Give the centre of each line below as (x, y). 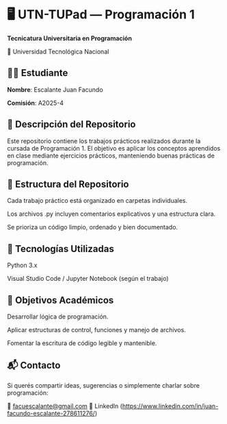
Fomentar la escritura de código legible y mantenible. (82, 343)
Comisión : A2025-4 (35, 103)
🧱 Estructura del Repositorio (68, 184)
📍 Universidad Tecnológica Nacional (58, 51)
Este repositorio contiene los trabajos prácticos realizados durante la (104, 141)
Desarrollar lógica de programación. (58, 316)
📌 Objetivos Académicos (61, 300)
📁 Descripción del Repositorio (71, 124)
